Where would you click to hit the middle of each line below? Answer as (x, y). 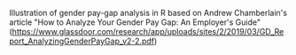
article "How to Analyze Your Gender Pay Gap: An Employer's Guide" (135, 22)
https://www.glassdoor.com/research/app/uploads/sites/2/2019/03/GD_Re (148, 31)
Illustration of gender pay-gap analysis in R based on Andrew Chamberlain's (148, 13)
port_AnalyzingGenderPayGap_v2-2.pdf (82, 41)
